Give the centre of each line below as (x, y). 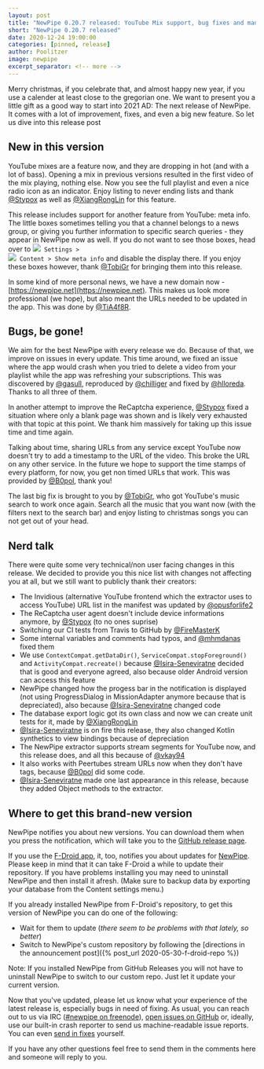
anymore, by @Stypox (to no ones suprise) (89, 622)
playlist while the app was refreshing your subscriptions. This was (115, 375)
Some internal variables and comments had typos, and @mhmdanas (130, 639)
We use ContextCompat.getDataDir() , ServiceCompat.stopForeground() (133, 655)
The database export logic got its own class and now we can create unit (136, 714)
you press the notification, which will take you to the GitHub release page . (128, 840)
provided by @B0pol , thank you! (60, 481)
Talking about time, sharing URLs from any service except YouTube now (125, 448)
